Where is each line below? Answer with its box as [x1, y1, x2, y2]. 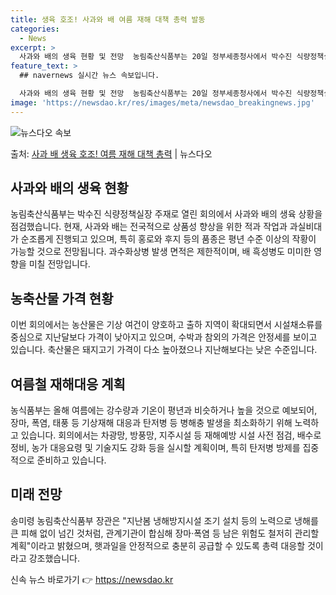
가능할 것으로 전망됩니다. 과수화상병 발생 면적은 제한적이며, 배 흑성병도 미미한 [10, 246, 312, 258]
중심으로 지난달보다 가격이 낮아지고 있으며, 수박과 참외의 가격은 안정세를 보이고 [10, 331, 318, 343]
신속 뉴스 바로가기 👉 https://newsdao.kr [10, 573, 174, 585]
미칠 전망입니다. [28, 258, 91, 270]
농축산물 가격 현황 [10, 290, 114, 307]
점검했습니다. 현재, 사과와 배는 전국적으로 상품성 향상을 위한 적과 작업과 [10, 221, 288, 233]
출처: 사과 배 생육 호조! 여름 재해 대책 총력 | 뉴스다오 [10, 147, 213, 160]
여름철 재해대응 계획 [10, 376, 126, 393]
